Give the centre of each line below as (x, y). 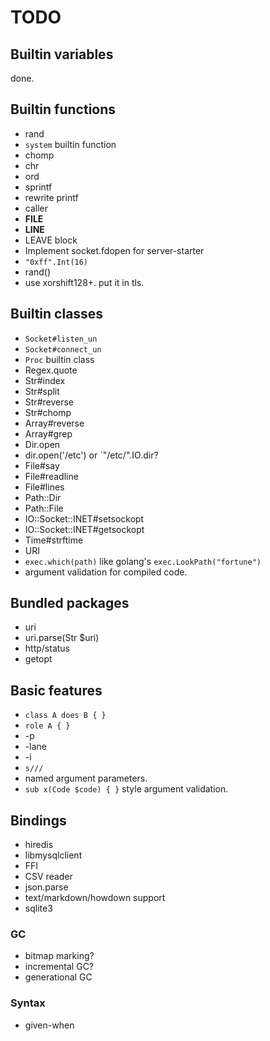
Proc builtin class (59, 359)
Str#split (42, 391)
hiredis (39, 845)
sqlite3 (38, 908)
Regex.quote (51, 370)
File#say (42, 465)
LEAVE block (51, 240)
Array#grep (48, 433)
